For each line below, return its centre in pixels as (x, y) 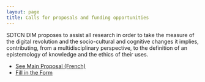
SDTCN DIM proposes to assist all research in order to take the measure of (100, 35)
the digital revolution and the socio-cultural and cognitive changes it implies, (102, 41)
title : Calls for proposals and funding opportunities (78, 18)
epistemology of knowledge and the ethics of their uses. (77, 54)
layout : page (23, 12)
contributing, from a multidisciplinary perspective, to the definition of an (97, 48)
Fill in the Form (34, 72)
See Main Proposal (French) (50, 66)
